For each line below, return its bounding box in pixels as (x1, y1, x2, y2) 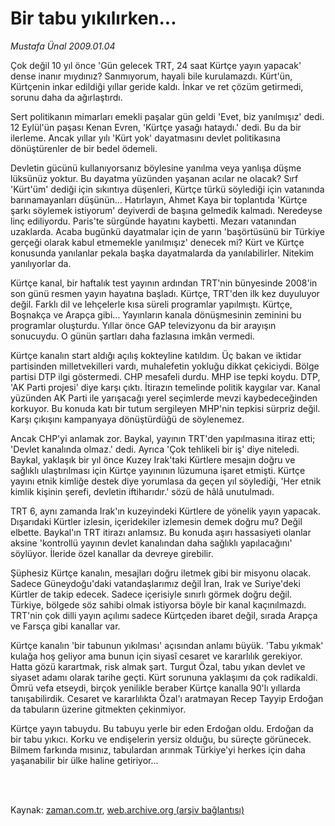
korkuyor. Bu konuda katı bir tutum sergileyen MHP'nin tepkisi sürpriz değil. (10, 402, 321, 414)
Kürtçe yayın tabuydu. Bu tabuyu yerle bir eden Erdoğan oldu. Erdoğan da (10, 722, 314, 734)
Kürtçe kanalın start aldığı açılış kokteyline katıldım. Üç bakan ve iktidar (10, 349, 302, 361)
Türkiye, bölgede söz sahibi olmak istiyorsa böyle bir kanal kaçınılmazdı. (10, 598, 307, 611)
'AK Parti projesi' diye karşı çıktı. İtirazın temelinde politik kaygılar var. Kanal (10, 381, 321, 393)
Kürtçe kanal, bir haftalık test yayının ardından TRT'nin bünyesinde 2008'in (10, 277, 318, 289)
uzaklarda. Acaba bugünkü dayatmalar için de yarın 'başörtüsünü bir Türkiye (10, 225, 325, 237)
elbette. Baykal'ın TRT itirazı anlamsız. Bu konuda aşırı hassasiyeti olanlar (10, 526, 312, 538)
